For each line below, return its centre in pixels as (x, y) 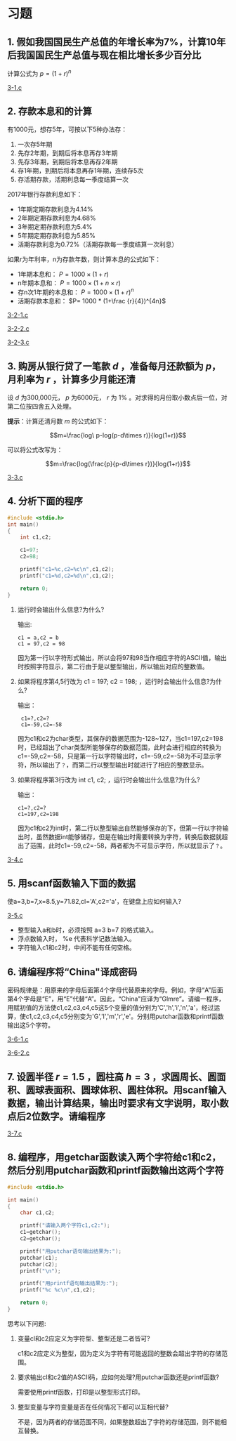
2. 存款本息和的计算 (50, 111)
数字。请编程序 (73, 1116)
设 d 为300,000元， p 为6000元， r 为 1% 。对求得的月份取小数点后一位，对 (117, 397)
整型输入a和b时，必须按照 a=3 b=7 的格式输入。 (87, 930)
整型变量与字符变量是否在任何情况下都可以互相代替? (93, 1407)
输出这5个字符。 (31, 1025)
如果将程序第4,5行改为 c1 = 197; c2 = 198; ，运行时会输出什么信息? (113, 681)
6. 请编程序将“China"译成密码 (72, 972)
